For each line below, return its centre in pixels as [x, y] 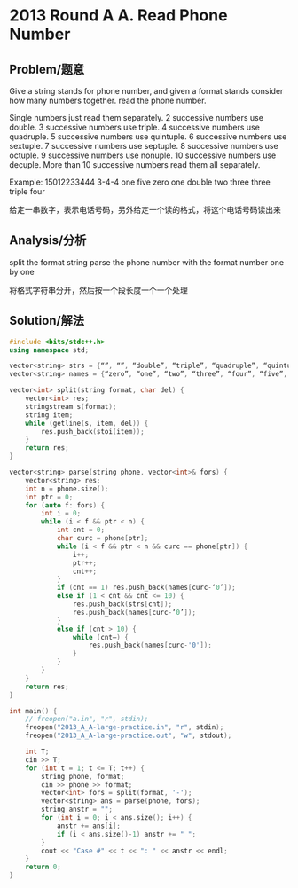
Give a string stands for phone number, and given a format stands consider [146, 91]
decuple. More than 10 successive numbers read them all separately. [135, 165]
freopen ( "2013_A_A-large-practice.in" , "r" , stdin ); [125, 727]
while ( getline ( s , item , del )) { [87, 423]
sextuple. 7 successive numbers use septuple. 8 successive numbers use [144, 146]
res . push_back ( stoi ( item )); [93, 431]
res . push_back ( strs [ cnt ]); [122, 604]
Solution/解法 [47, 321]
